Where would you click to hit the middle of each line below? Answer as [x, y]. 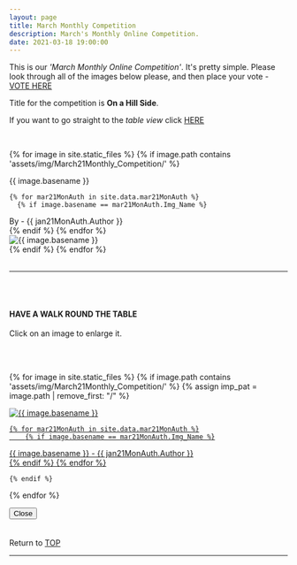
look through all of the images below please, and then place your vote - [139, 77]
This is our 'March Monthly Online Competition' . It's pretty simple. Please [142, 67]
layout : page [33, 17]
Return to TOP [35, 543]
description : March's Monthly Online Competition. [104, 34]
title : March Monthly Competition [73, 26]
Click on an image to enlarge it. [65, 333]
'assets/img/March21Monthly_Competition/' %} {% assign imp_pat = [133, 386]
